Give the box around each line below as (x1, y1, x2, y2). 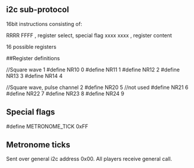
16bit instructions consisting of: (6, 20, 83, 27)
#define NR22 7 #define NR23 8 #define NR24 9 (6, 90, 124, 97)
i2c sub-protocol (6, 5, 69, 15)
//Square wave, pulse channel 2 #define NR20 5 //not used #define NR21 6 (6, 84, 189, 91)
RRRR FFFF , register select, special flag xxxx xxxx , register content (6, 32, 173, 39)
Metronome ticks (6, 140, 70, 150)
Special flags (6, 107, 55, 117)
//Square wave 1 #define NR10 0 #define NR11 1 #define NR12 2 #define (6, 66, 180, 73)
